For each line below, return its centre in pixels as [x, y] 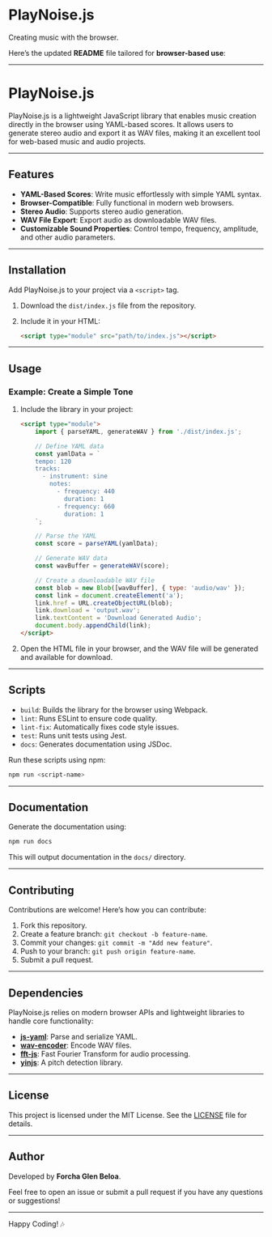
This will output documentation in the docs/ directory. [97, 857]
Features [31, 174]
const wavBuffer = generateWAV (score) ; [102, 566]
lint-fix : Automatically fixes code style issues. [100, 727]
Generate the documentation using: [68, 827]
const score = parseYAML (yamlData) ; [97, 544]
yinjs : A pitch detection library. [71, 1062]
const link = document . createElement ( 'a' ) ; [110, 595]
